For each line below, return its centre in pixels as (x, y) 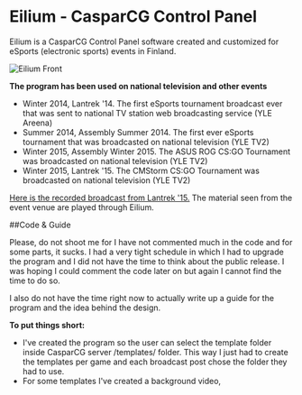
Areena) (37, 123)
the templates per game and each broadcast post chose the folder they (155, 362)
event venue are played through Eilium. (82, 207)
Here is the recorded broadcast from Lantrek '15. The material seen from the (151, 197)
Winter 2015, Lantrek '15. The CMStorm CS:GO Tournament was (141, 170)
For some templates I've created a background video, (122, 381)
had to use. (43, 371)
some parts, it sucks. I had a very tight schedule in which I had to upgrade (146, 252)
